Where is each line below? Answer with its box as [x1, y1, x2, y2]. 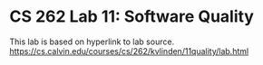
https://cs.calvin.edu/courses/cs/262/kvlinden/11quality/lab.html [9, 45, 249, 56]
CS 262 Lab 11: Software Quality [9, 6, 254, 27]
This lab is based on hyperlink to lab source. [9, 36, 175, 47]
